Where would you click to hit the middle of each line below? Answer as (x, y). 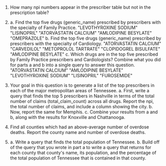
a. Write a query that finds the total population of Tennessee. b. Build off (85, 142)
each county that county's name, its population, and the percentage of (83, 153)
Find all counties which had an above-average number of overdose (79, 127)
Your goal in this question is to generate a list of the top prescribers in (82, 85)
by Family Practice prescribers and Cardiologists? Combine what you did (85, 59)
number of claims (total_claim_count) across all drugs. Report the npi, (82, 101)
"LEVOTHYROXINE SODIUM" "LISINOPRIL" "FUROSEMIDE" (71, 75)
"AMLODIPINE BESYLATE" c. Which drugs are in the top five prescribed (84, 54)
